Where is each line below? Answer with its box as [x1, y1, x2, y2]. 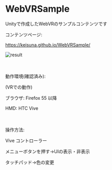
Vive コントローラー [5, 137, 47, 143]
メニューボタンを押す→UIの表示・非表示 [5, 148, 90, 154]
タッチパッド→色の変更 [5, 159, 54, 165]
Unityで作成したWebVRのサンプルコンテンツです [5, 20, 107, 27]
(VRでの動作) [5, 84, 33, 90]
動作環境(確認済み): [5, 73, 46, 79]
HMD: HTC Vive [5, 105, 39, 111]
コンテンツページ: [5, 31, 42, 37]
